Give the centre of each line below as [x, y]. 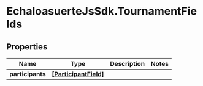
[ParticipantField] [78, 74]
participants [28, 74]
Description [128, 64]
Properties [27, 47]
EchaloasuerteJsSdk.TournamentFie [102, 11]
